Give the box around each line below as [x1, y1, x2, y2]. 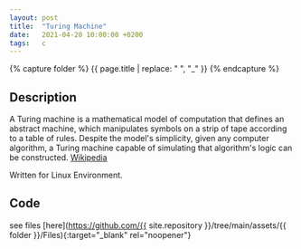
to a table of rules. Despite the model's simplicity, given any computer [9, 133, 269, 144]
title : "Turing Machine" [9, 22, 107, 31]
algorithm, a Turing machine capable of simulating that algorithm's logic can [9, 142, 293, 154]
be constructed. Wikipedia [9, 152, 108, 163]
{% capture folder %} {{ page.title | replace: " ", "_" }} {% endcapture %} [9, 63, 280, 74]
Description [9, 90, 77, 105]
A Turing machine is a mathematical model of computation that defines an [9, 114, 285, 125]
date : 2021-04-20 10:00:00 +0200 [9, 30, 144, 39]
